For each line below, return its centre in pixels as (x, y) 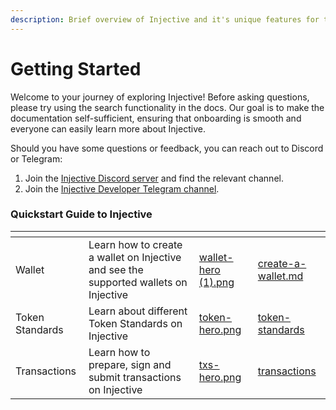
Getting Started (76, 68)
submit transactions (135, 377)
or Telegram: (36, 158)
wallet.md (280, 276)
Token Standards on (135, 323)
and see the (116, 269)
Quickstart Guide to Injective (81, 214)
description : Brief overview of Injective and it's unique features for (165, 19)
